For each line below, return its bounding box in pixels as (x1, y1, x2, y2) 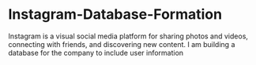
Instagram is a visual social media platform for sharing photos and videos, (8, 31, 249, 41)
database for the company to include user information (8, 48, 184, 57)
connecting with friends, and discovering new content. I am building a (8, 39, 235, 49)
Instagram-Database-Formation (8, 5, 223, 23)
